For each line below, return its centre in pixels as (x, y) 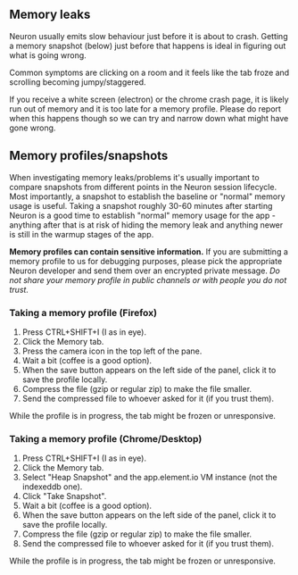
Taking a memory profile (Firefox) (83, 312)
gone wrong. (33, 128)
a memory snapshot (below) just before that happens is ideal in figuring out (148, 46)
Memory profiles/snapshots (89, 156)
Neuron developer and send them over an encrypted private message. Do (145, 271)
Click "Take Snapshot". (64, 496)
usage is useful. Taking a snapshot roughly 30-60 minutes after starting (141, 205)
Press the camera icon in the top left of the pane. (112, 351)
